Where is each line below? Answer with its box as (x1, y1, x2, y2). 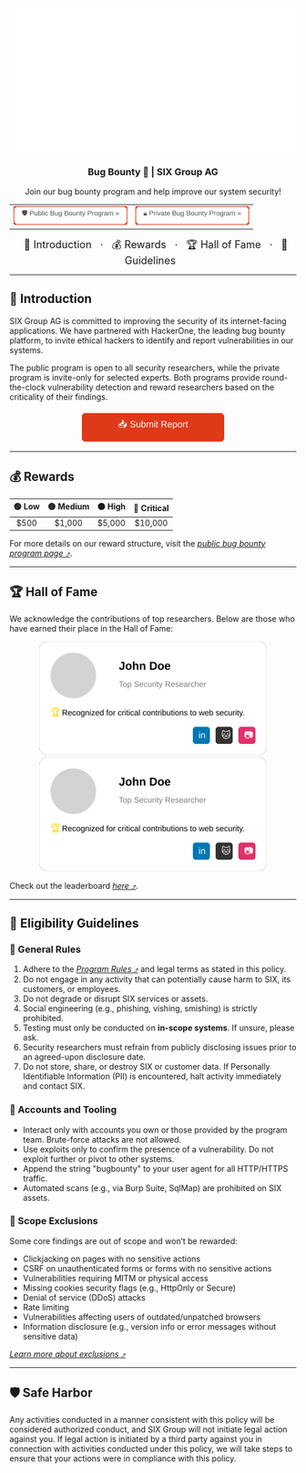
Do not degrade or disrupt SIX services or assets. (22, 993, 209, 1005)
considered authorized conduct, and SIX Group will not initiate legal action (9, 1424, 288, 1435)
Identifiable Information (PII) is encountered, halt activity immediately (22, 1071, 282, 1082)
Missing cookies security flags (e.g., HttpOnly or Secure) (22, 1282, 237, 1293)
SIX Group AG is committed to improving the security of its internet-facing (9, 315, 287, 326)
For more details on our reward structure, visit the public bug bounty (9, 538, 266, 548)
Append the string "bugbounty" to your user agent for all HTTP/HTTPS (22, 1163, 289, 1174)
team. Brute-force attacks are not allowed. (22, 1133, 182, 1144)
